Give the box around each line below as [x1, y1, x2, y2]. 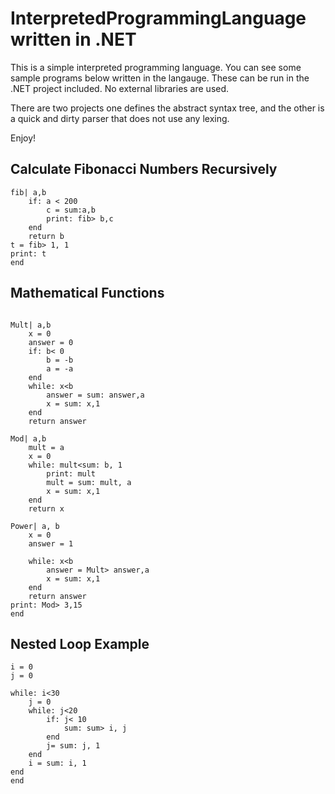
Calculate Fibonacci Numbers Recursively [10, 161, 278, 178]
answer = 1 [28, 538, 74, 549]
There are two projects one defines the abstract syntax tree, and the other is [10, 102, 325, 114]
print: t [10, 248, 47, 259]
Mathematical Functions [10, 285, 165, 302]
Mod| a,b [10, 433, 47, 444]
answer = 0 [28, 337, 74, 347]
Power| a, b [10, 521, 60, 531]
